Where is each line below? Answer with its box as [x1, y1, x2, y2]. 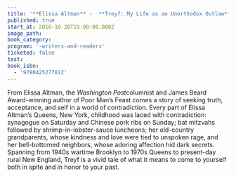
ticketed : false [7, 50, 55, 57]
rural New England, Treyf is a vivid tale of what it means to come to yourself [7, 155, 227, 163]
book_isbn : [7, 62, 39, 69]
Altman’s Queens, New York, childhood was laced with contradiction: [7, 110, 207, 119]
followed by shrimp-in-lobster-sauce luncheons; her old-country [7, 125, 195, 134]
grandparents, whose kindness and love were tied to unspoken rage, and [7, 132, 219, 141]
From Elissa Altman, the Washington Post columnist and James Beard [7, 88, 207, 97]
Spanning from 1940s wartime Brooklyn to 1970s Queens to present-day [7, 148, 216, 156]
